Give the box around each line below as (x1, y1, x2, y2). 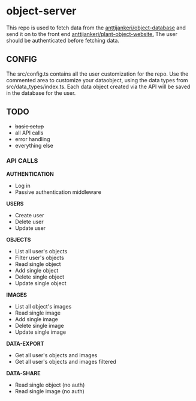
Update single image (14, 328, 67, 336)
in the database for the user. (6, 89, 76, 97)
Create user (14, 211, 44, 219)
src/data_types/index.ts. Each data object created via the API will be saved (6, 83, 191, 90)
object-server (6, 4, 77, 18)
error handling (14, 135, 50, 142)
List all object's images (14, 303, 72, 310)
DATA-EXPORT (6, 340, 44, 347)
